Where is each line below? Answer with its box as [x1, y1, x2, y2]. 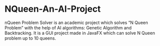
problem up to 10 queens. [4, 35, 56, 41]
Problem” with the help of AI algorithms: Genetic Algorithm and [4, 24, 132, 30]
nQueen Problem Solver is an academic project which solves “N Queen [4, 20, 148, 25]
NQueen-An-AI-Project [4, 3, 101, 15]
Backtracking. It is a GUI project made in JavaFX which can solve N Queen [4, 30, 155, 36]
